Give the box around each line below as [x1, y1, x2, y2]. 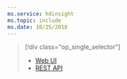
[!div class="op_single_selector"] [24, 43, 121, 51]
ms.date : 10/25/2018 [7, 23, 68, 30]
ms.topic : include [7, 17, 61, 24]
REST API [35, 64, 64, 73]
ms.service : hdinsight [7, 10, 74, 18]
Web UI [35, 56, 57, 65]
